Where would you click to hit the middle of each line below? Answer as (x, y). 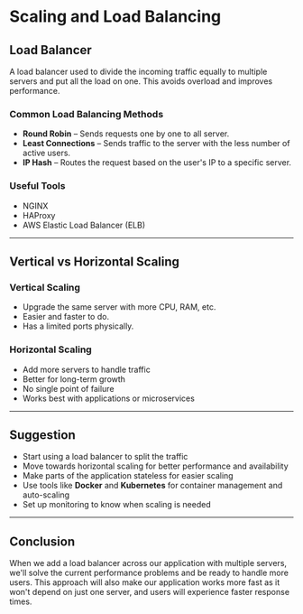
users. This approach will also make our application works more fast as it (145, 582)
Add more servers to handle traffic (86, 369)
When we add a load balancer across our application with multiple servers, (148, 563)
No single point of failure (68, 388)
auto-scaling (46, 495)
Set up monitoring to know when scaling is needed (116, 505)
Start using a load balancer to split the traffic (105, 457)
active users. (46, 153)
